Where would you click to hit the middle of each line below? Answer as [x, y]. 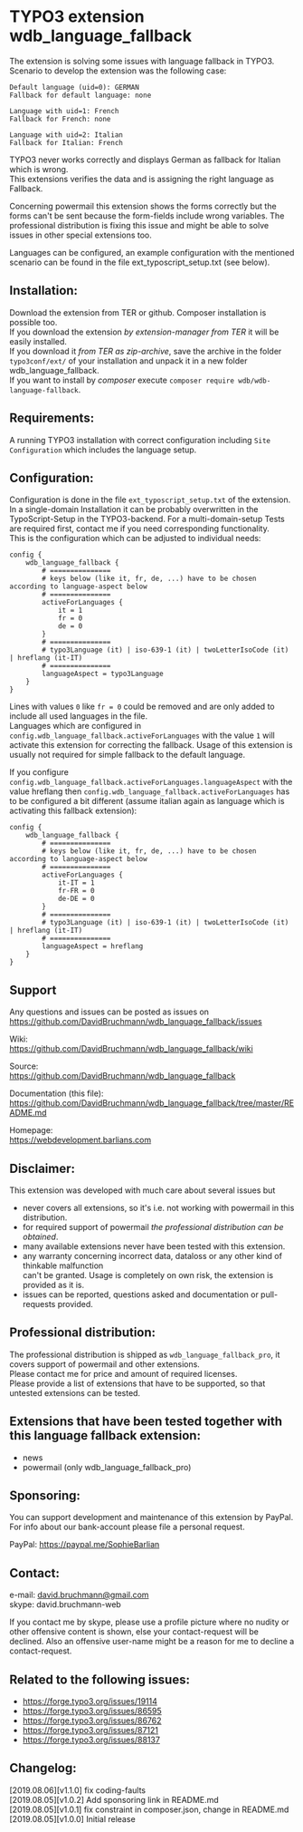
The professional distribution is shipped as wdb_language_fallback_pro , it [145, 1354]
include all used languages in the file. [78, 716]
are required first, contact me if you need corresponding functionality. [139, 528]
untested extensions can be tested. [75, 1392]
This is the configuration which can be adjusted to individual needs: [135, 538]
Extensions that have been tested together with [146, 1422]
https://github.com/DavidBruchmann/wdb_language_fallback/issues [136, 1022]
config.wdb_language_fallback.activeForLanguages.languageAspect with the [151, 782]
